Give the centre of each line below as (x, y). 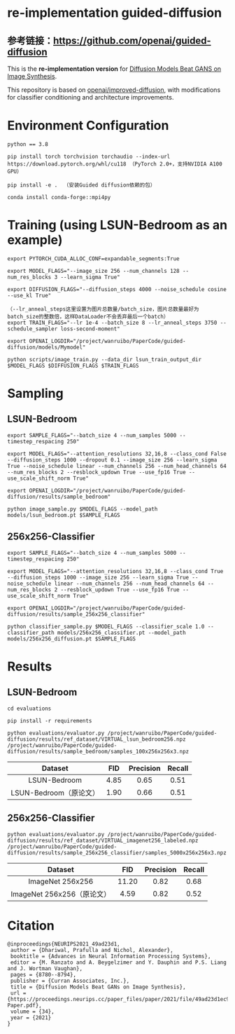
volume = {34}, (32, 1012)
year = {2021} (31, 1018)
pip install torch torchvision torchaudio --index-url (89, 156)
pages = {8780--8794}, (43, 975)
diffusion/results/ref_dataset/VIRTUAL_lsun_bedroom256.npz (97, 739)
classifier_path (31, 633)
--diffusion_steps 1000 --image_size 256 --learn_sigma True (98, 577)
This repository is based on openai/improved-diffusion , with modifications (114, 90)
